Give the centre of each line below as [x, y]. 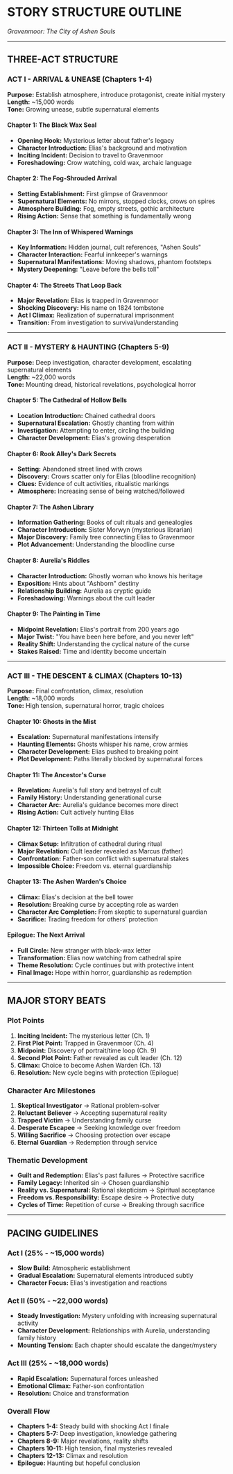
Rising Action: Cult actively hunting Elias [76, 813]
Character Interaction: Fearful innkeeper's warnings [92, 254]
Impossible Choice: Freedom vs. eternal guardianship [94, 866]
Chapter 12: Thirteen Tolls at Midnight [63, 829]
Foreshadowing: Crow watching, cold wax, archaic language [104, 162]
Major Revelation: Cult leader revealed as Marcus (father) [100, 851]
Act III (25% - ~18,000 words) [58, 1363]
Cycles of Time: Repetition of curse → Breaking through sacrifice [111, 1205]
